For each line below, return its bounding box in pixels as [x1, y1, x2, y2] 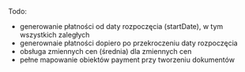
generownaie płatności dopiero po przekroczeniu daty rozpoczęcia [19, 38, 239, 48]
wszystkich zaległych [19, 31, 90, 39]
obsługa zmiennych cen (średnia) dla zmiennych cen [19, 47, 192, 56]
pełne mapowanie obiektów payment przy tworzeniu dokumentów [19, 55, 236, 64]
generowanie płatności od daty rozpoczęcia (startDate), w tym [19, 22, 224, 31]
